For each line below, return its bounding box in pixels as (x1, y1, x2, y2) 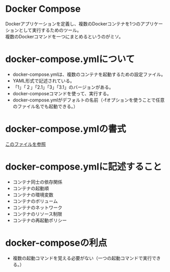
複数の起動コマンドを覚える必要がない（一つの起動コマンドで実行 (12, 255, 152, 261)
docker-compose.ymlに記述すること (5, 161, 162, 172)
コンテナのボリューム (12, 198, 58, 204)
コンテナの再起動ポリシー (12, 217, 67, 223)
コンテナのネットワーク (12, 204, 62, 211)
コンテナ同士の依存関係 (12, 179, 62, 185)
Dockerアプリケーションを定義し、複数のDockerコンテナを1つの (5, 20, 141, 27)
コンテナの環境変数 (12, 192, 54, 198)
